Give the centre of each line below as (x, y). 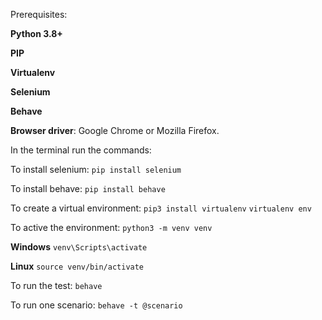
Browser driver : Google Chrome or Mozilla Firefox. (115, 130)
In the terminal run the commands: (81, 150)
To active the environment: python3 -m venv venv (111, 227)
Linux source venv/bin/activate (77, 266)
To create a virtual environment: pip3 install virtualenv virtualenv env (161, 208)
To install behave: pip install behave (88, 188)
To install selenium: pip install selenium (96, 169)
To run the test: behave (56, 285)
